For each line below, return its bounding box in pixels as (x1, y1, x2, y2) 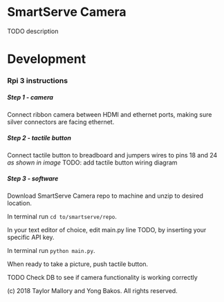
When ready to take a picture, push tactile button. (7, 260, 149, 268)
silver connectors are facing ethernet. (7, 118, 115, 126)
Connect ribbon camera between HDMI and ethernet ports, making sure (7, 111, 212, 119)
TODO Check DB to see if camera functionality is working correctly (7, 273, 198, 281)
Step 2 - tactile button (7, 133, 71, 142)
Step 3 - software (7, 174, 59, 182)
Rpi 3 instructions (7, 76, 68, 86)
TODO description (7, 27, 59, 35)
